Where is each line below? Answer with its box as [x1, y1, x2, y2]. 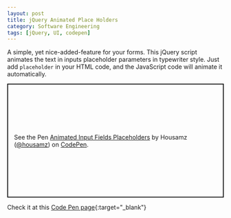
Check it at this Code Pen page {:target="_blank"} [7, 204, 146, 212]
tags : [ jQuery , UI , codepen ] [7, 29, 91, 36]
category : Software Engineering [7, 23, 100, 30]
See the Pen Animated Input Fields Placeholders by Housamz [14, 133, 188, 141]
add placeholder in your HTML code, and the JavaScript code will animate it [7, 63, 223, 71]
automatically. [7, 70, 47, 78]
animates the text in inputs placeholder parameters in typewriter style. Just [7, 56, 220, 64]
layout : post [7, 10, 45, 17]
